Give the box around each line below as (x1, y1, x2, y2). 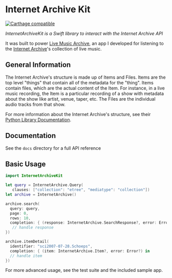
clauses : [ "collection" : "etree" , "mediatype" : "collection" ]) (12, 188, 150, 193)
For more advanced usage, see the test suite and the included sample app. (5, 267, 163, 273)
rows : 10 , (10, 216, 31, 221)
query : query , (10, 206, 40, 211)
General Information (5, 60, 71, 69)
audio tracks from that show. (5, 101, 66, 107)
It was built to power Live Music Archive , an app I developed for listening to (5, 40, 164, 47)
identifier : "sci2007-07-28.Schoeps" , (10, 244, 93, 249)
